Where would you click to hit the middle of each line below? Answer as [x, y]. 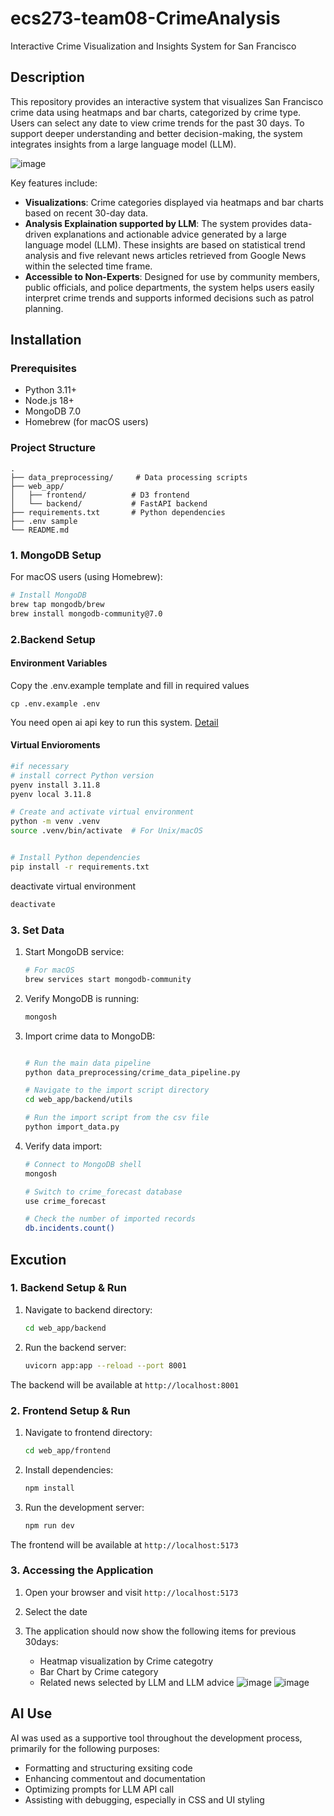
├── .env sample [44, 521]
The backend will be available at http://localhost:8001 [125, 1384]
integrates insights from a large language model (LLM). [123, 144]
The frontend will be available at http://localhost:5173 [124, 1544]
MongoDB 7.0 [52, 411]
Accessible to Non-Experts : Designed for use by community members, [172, 276]
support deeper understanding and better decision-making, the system [156, 133]
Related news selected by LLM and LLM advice [137, 1682]
